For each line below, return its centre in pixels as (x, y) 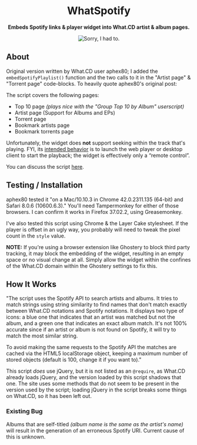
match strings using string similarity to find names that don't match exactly (96, 305)
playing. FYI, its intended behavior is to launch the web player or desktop (94, 149)
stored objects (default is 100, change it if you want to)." (74, 360)
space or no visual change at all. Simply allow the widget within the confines (98, 259)
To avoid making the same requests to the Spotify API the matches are (91, 347)
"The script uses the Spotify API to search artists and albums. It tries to (92, 299)
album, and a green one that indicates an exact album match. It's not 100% (96, 323)
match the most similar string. (42, 336)
